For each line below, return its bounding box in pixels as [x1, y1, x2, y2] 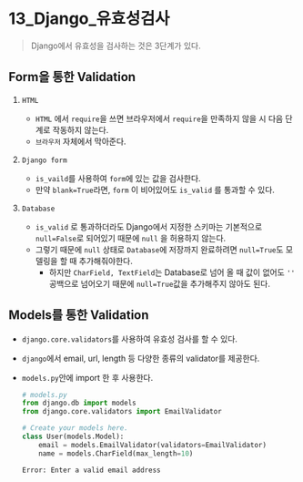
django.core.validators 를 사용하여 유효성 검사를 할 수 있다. [21, 333, 238, 344]
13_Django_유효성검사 [8, 8, 170, 29]
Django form [21, 156, 67, 165]
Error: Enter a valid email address [21, 466, 161, 475]
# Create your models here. [21, 424, 128, 433]
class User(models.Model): [21, 432, 125, 442]
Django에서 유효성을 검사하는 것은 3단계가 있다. [30, 40, 201, 51]
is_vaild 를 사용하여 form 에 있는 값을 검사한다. [35, 172, 201, 183]
